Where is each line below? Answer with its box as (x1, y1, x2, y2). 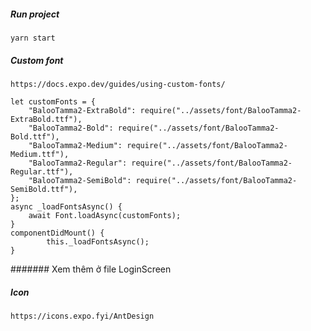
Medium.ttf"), (10, 149, 70, 159)
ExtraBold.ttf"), (10, 114, 83, 124)
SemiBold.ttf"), (10, 184, 78, 194)
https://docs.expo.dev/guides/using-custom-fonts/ (10, 79, 226, 89)
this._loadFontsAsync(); (46, 236, 150, 247)
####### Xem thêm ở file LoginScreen (10, 263, 172, 275)
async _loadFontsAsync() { (10, 201, 123, 212)
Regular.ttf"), (10, 166, 74, 177)
